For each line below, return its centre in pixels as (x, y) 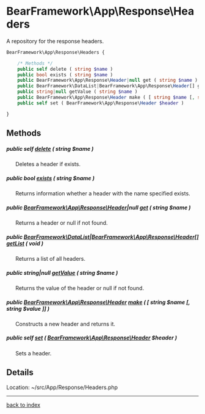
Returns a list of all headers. (50, 258)
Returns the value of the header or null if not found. (80, 288)
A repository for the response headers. (55, 41)
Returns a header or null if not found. (61, 223)
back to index (23, 405)
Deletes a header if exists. (48, 164)
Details (20, 373)
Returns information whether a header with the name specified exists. (103, 194)
